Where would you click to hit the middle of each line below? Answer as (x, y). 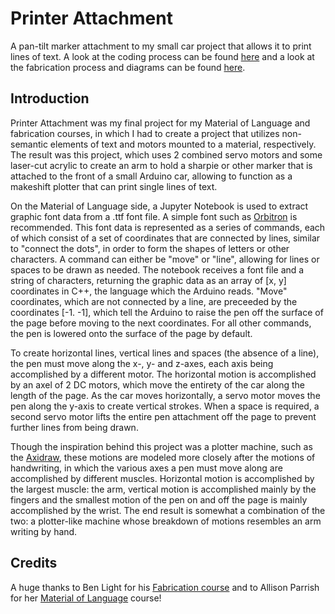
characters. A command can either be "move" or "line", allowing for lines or (165, 259)
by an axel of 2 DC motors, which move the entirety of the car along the (158, 384)
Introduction (50, 98)
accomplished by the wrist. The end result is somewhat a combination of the (168, 510)
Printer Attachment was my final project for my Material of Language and (160, 123)
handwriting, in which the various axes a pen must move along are (146, 468)
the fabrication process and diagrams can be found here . (128, 67)
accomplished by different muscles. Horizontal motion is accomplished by (162, 478)
